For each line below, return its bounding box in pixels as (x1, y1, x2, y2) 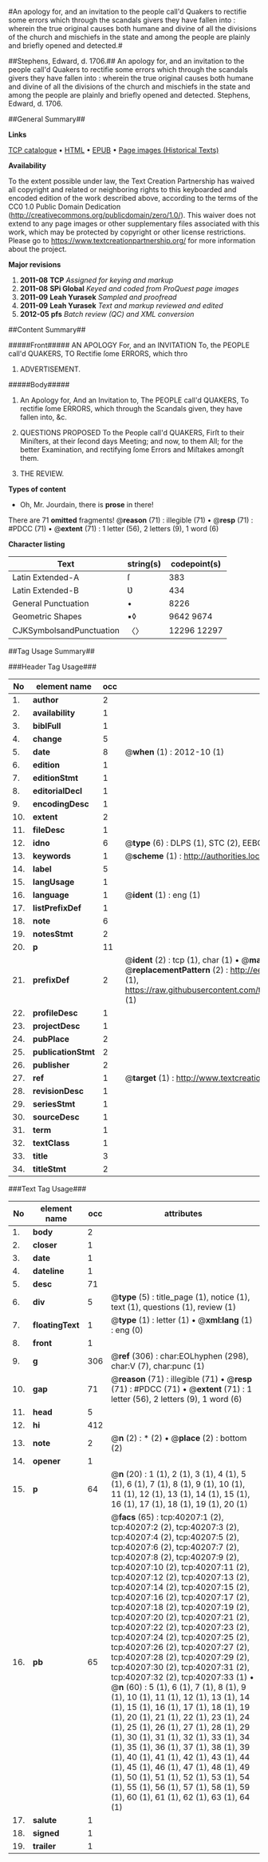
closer (33, 1239, 57, 1251)
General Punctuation (12, 598, 89, 609)
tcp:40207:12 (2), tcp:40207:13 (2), (110, 1572, 250, 1583)
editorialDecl (33, 786, 82, 796)
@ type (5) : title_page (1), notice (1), (110, 1291, 250, 1303)
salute (33, 1815, 57, 1825)
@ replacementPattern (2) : (124, 964, 229, 975)
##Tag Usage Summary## (8, 647, 96, 655)
